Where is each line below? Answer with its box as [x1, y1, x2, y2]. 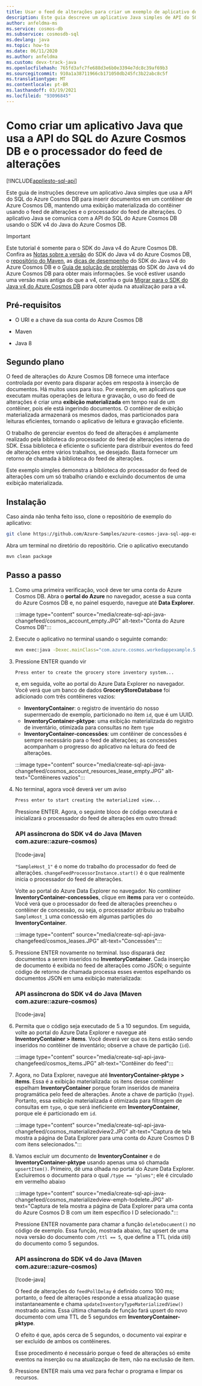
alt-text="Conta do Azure [122, 617, 185, 624]
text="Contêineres [14, 774, 61, 781]
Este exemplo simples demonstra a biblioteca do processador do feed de [6, 466, 188, 474]
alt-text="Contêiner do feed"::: [97, 1059, 174, 1067]
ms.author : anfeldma [6, 54, 58, 60]
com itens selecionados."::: [14, 1140, 82, 1148]
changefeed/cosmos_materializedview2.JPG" [14, 1127, 128, 1135]
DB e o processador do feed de [6, 144, 163, 158]
